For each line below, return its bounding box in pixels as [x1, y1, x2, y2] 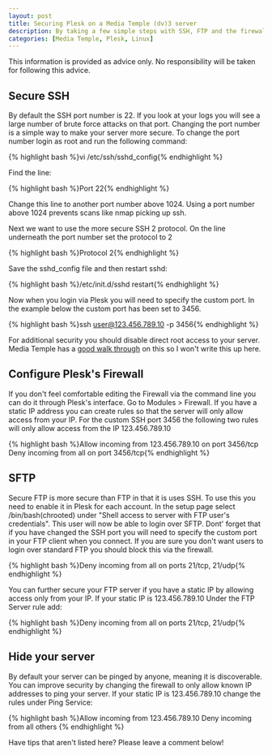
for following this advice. [8, 66, 91, 75]
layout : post [8, 11, 53, 20]
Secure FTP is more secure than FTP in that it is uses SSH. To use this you [8, 493, 257, 503]
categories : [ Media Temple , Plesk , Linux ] [8, 34, 154, 43]
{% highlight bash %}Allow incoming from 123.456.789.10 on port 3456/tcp [8, 439, 259, 449]
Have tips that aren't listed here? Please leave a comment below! [8, 737, 224, 747]
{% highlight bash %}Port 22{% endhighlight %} [8, 183, 170, 193]
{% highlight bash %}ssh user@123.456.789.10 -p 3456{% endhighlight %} [8, 320, 259, 330]
